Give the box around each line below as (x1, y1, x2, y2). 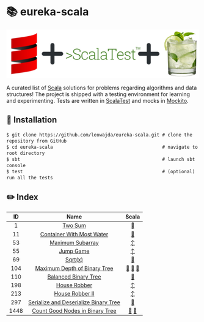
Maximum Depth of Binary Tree (35, 264, 114, 272)
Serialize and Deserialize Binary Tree (28, 298, 120, 306)
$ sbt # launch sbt (6, 156, 195, 162)
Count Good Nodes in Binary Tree (32, 307, 117, 314)
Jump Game (59, 247, 90, 255)
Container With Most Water (40, 230, 109, 238)
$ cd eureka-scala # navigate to (6, 144, 199, 150)
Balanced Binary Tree (47, 273, 101, 280)
